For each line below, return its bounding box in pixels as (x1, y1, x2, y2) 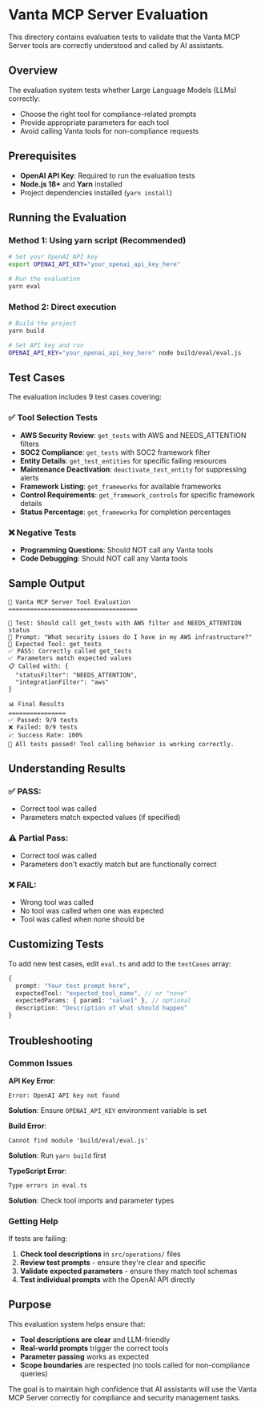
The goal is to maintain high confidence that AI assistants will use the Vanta (8, 1384, 258, 1394)
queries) (19, 1368, 48, 1378)
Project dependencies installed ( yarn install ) (19, 187, 172, 197)
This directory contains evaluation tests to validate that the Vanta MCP (8, 32, 240, 42)
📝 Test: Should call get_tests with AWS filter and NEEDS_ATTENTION (8, 619, 242, 627)
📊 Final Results (8, 700, 66, 708)
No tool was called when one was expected (19, 906, 164, 916)
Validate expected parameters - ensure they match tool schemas (19, 1267, 238, 1276)
